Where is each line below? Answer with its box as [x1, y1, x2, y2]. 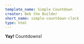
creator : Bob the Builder [5, 11, 57, 16]
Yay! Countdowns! [5, 33, 42, 39]
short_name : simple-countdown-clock [5, 16, 79, 21]
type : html [5, 20, 27, 25]
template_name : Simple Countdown [5, 7, 73, 12]
